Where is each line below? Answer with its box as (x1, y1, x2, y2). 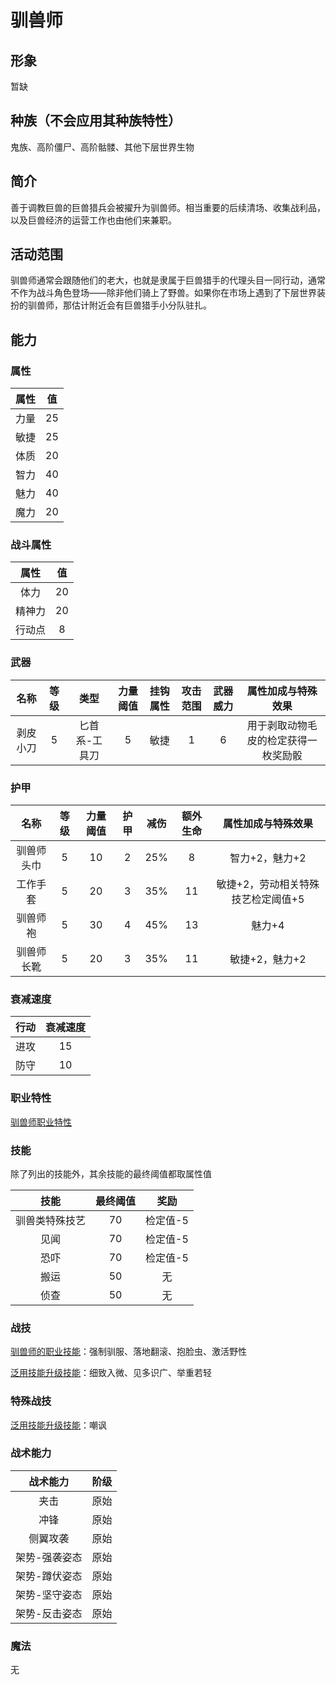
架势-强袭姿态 (15, 1550, 83, 1564)
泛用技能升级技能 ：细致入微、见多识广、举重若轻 (10, 1367, 212, 1379)
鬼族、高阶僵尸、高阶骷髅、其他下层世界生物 (10, 141, 195, 153)
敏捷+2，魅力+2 (229, 952, 307, 966)
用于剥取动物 (246, 718, 308, 732)
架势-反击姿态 (15, 1606, 83, 1620)
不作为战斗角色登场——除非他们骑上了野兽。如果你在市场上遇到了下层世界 (10, 287, 317, 299)
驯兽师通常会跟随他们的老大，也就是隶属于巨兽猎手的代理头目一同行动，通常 (10, 274, 326, 286)
